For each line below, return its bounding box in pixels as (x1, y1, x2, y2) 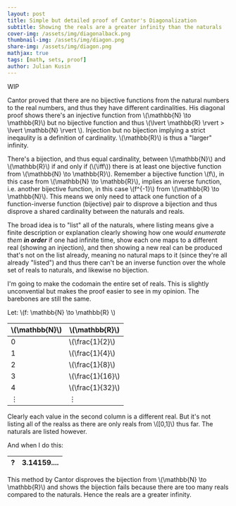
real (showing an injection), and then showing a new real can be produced (7, 243, 223, 251)
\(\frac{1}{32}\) (68, 382, 120, 392)
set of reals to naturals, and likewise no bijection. (7, 265, 149, 274)
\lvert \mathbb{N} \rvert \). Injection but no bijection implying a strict (7, 126, 206, 134)
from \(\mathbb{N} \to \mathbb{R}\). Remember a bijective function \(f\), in (7, 169, 225, 178)
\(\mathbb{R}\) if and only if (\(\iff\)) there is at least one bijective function (7, 162, 222, 170)
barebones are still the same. (7, 294, 92, 303)
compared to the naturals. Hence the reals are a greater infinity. (7, 490, 192, 498)
